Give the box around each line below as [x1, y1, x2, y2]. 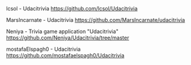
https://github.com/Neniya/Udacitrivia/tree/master [6, 34, 130, 41]
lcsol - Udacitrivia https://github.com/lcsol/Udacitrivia [6, 5, 138, 12]
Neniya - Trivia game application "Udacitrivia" [6, 28, 119, 35]
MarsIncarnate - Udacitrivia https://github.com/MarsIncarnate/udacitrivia [6, 17, 186, 23]
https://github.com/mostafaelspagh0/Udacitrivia [6, 52, 125, 58]
